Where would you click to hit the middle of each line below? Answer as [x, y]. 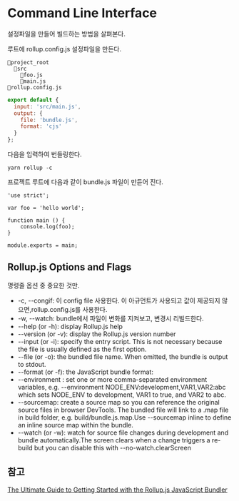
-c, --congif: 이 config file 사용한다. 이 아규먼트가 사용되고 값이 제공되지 [119, 300]
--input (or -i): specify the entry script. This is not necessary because [120, 341]
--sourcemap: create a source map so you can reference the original [118, 402]
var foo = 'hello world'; [46, 208]
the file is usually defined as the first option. [82, 349]
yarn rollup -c [30, 168]
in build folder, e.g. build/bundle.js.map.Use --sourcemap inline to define [124, 417]
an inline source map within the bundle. [76, 425]
